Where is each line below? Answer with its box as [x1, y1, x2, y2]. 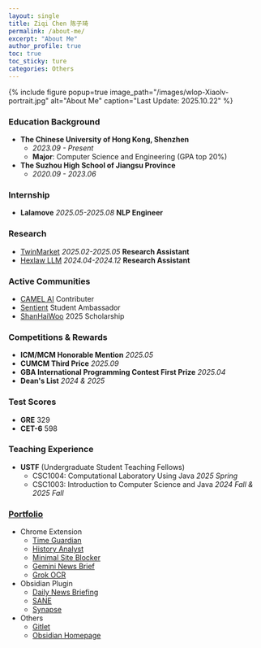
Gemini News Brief [32, 562, 95, 572]
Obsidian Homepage [32, 631, 101, 641]
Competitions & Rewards [8, 331, 108, 342]
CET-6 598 [19, 424, 58, 433]
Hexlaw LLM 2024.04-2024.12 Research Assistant [19, 255, 190, 265]
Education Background [8, 115, 101, 127]
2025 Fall [32, 488, 64, 498]
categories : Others [8, 65, 75, 73]
